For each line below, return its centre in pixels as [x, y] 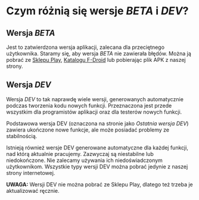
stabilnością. [22, 136]
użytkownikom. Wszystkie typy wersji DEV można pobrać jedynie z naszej [97, 166]
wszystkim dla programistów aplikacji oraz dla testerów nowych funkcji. [94, 112]
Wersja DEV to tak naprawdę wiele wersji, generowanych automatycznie [95, 99]
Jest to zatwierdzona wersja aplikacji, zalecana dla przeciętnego [85, 47]
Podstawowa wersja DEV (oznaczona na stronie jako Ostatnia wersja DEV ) [97, 123]
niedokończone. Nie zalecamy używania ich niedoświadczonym [84, 160]
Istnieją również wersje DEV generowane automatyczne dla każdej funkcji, [97, 148]
